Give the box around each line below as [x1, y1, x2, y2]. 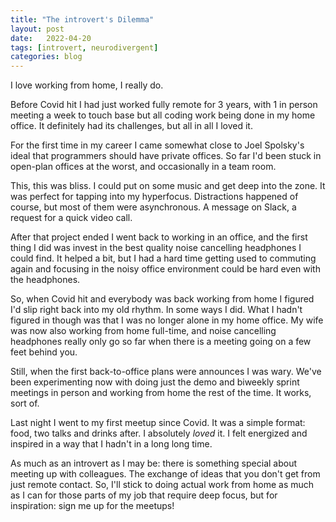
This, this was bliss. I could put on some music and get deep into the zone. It [10, 180, 326, 192]
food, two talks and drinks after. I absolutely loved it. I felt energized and [10, 427, 308, 440]
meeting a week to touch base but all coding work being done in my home [10, 109, 316, 121]
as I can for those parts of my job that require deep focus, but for [10, 489, 278, 501]
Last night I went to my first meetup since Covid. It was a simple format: [10, 417, 306, 429]
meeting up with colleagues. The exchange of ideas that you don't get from [10, 468, 321, 480]
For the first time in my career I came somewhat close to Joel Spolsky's [10, 139, 305, 151]
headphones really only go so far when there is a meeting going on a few [10, 336, 312, 348]
